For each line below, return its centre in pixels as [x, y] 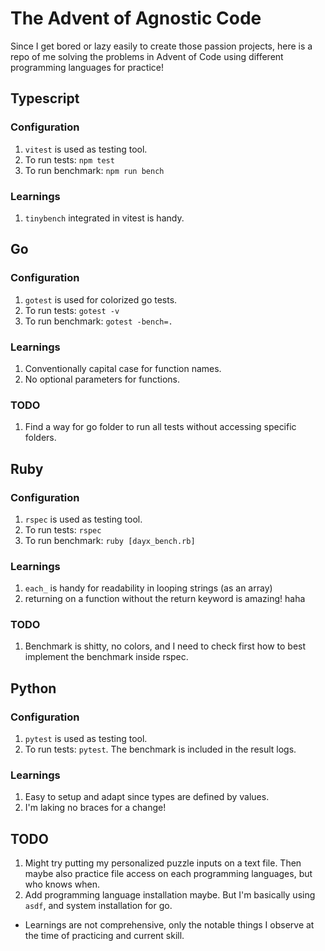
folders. [40, 438]
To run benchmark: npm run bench [94, 170]
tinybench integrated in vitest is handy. [104, 218]
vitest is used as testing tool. [86, 149]
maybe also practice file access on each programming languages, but [168, 874]
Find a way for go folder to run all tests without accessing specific [160, 427]
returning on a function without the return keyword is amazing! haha [165, 599]
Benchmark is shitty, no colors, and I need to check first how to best [165, 646]
